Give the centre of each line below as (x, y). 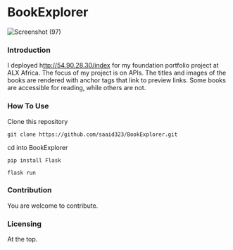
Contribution (30, 190)
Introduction (29, 50)
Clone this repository (38, 121)
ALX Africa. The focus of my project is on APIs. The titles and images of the (117, 73)
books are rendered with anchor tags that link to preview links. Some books (117, 80)
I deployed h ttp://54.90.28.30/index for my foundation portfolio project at (113, 65)
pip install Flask (34, 160)
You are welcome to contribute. (53, 206)
